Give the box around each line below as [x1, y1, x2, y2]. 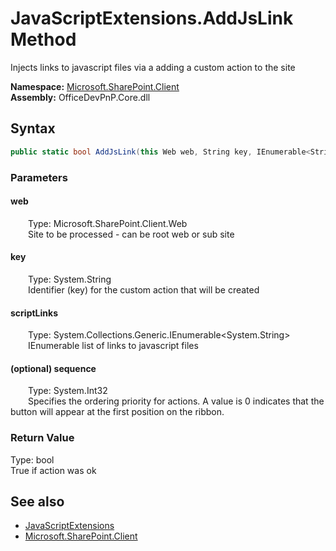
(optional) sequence [10, 362, 97, 374]
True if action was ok [10, 464, 97, 476]
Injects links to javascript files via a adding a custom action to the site [10, 61, 296, 73]
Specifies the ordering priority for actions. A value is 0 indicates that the [28, 395, 325, 407]
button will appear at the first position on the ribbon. [10, 406, 225, 418]
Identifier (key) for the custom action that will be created [28, 283, 260, 296]
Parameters [10, 170, 68, 184]
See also [10, 493, 65, 511]
